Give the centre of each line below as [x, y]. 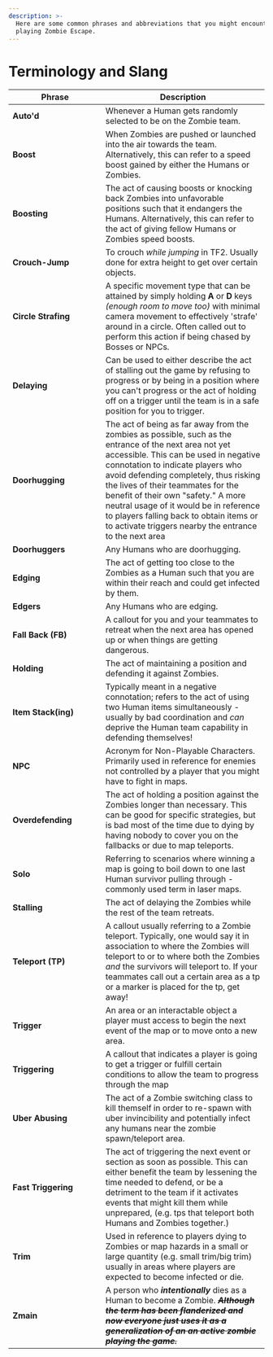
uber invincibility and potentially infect [178, 1118]
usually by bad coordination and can [175, 717]
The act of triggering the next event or [178, 1152]
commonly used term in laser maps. [173, 890]
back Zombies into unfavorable [165, 199]
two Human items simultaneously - [172, 707]
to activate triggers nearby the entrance [181, 526]
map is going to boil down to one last [175, 869]
